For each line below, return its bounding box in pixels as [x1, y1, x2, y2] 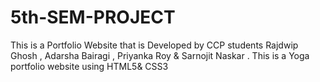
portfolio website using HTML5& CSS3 [10, 60, 169, 72]
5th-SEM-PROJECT [10, 6, 176, 29]
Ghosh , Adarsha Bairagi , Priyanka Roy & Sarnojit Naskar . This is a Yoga [10, 49, 310, 61]
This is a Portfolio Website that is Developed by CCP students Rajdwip [10, 39, 299, 51]
